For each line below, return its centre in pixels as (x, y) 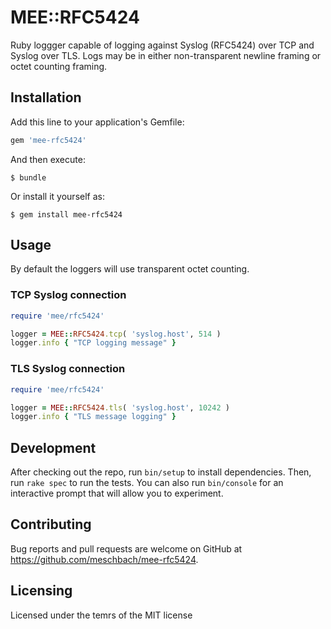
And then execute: (48, 159)
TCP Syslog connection (68, 295)
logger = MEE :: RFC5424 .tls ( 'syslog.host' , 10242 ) (120, 407)
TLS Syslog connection (68, 369)
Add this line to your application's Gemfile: (97, 122)
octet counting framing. (59, 66)
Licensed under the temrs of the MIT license (101, 615)
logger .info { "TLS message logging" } (93, 417)
